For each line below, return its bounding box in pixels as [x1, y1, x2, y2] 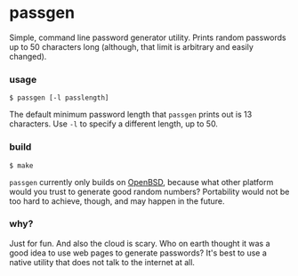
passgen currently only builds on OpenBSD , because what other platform [9, 176, 274, 187]
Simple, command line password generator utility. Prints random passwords [9, 32, 286, 43]
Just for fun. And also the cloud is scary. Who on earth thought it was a [9, 238, 270, 248]
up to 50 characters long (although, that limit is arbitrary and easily [9, 41, 254, 52]
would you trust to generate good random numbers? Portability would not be [9, 186, 290, 197]
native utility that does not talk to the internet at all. [9, 256, 196, 267]
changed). [9, 51, 47, 61]
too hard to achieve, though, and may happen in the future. [9, 195, 225, 207]
